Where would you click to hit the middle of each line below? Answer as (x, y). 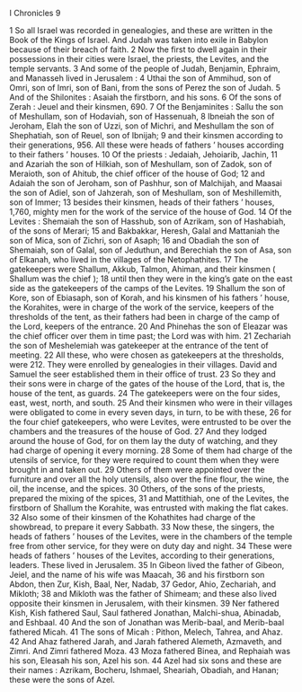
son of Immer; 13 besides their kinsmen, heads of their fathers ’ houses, (142, 202)
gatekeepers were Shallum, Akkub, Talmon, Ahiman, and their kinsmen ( (142, 269)
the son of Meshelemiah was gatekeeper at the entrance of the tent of (139, 346)
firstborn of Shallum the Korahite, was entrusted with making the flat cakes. (149, 508)
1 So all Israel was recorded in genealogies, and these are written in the (141, 30)
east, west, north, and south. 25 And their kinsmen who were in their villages (151, 403)
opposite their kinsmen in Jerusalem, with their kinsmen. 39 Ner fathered (145, 603)
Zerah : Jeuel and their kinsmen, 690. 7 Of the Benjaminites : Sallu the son (147, 106)
